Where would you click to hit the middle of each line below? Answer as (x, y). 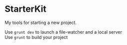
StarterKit (26, 9)
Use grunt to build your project (36, 37)
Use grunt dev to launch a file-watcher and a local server (63, 32)
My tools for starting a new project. (41, 22)
